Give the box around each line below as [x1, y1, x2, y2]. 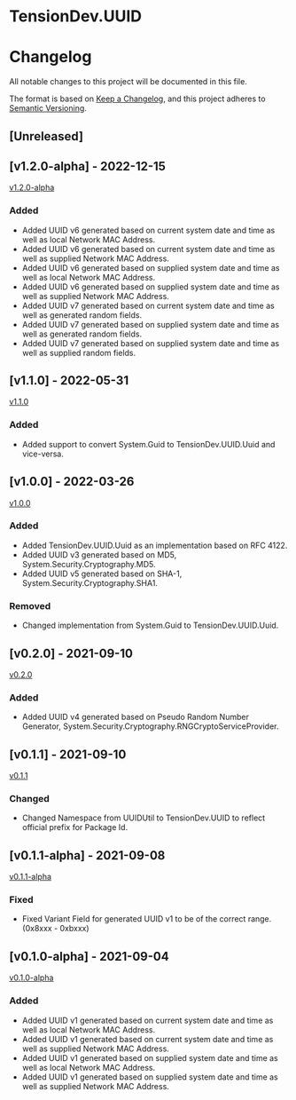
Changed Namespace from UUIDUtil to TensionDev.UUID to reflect [21, 812, 266, 823]
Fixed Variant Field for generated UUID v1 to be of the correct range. [21, 914, 272, 924]
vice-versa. [21, 448, 64, 459]
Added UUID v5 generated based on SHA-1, [21, 568, 183, 579]
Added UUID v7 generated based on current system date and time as [21, 300, 275, 311]
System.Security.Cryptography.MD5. [21, 558, 157, 569]
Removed [9, 599, 51, 612]
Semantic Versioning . [9, 103, 87, 114]
